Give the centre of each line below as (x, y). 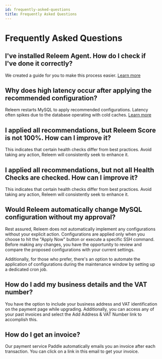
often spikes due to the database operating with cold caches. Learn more (78, 115)
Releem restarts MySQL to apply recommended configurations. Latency (77, 110)
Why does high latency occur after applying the (78, 90)
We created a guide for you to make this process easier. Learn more (73, 75)
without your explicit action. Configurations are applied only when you (75, 234)
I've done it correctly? (39, 64)
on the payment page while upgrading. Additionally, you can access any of (80, 309)
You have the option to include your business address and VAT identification (81, 304)
